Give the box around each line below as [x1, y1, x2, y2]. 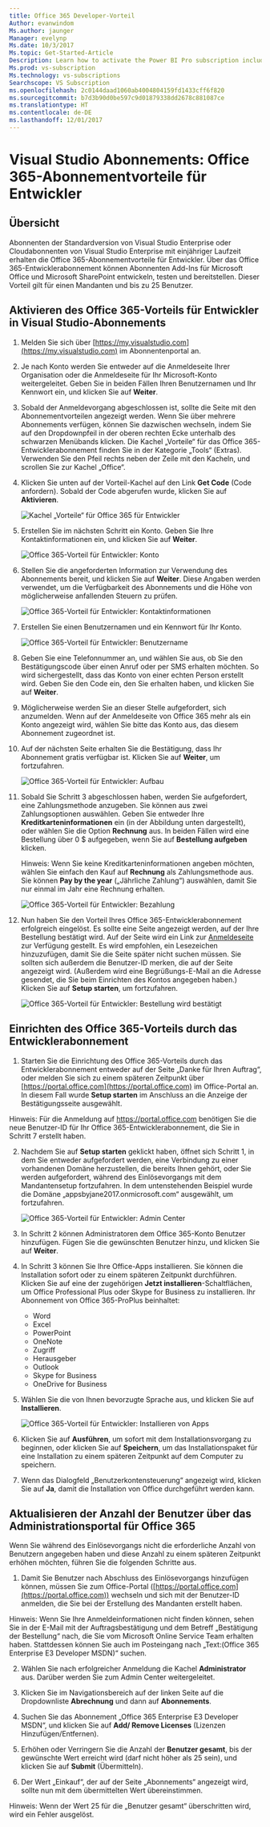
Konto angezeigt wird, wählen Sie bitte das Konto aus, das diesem [20, 719, 239, 730]
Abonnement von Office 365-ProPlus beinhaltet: [20, 1295, 180, 1305]
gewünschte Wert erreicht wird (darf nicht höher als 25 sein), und [20, 1753, 237, 1763]
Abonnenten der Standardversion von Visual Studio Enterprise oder [9, 237, 232, 247]
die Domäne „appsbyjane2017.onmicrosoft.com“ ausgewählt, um [20, 1189, 234, 1198]
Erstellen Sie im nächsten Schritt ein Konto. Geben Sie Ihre [20, 526, 214, 536]
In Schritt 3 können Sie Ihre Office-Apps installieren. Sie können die [20, 1261, 244, 1271]
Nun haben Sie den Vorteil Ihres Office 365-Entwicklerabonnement [20, 915, 242, 924]
